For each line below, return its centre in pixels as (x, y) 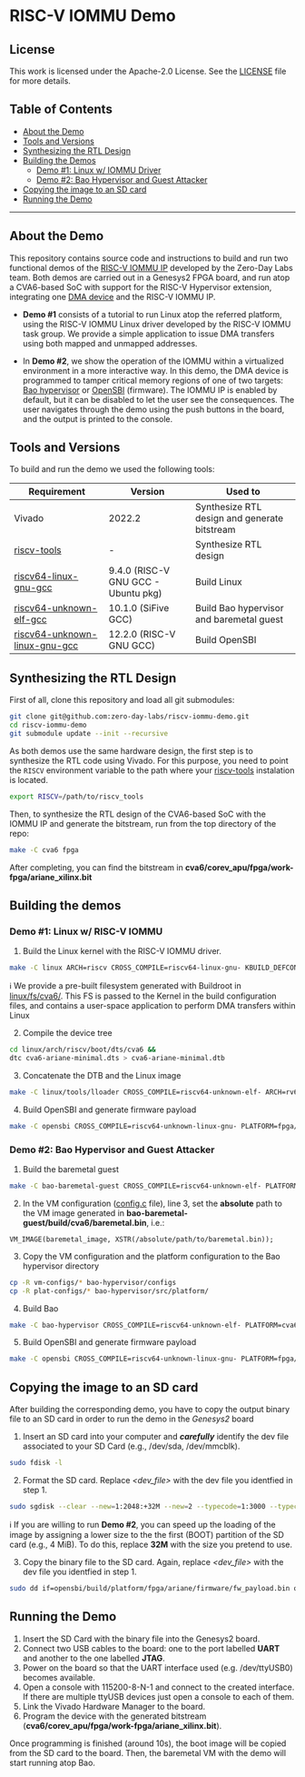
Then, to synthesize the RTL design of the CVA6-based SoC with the (138, 814)
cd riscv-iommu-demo (49, 725)
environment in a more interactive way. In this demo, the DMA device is (155, 370)
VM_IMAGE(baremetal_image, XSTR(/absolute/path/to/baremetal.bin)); (142, 1239)
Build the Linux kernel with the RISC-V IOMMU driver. (122, 951)
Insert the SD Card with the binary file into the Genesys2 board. (141, 1639)
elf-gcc (30, 619)
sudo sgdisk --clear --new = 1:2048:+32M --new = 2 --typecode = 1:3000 (138, 1507)
